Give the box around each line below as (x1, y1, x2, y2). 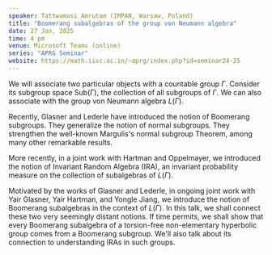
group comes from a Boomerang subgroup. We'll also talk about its (8, 228, 232, 238)
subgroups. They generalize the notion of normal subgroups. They (8, 120, 231, 130)
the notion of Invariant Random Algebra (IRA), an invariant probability (8, 161, 239, 171)
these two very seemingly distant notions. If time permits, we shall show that (8, 211, 264, 221)
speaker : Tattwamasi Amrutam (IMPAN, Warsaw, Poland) (8, 11, 194, 20)
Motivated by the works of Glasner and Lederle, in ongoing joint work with (8, 186, 256, 195)
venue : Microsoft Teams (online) (8, 42, 121, 50)
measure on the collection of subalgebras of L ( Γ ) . (8, 170, 174, 180)
